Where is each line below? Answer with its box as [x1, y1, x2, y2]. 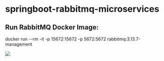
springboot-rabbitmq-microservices [5, 3, 160, 15]
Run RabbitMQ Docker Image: [5, 23, 99, 31]
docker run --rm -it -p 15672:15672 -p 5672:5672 [5, 36, 106, 42]
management [5, 41, 32, 47]
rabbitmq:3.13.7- [107, 36, 141, 42]
